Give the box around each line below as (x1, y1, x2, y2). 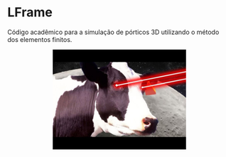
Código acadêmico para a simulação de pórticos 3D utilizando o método (7, 28, 220, 36)
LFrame (7, 4, 53, 21)
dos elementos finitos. (7, 35, 72, 43)
